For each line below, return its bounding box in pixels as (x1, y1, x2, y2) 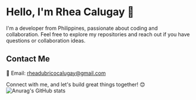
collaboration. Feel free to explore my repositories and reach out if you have (6, 30, 190, 37)
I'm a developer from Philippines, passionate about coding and (6, 25, 158, 32)
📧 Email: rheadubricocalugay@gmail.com (6, 70, 106, 77)
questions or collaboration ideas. (6, 37, 86, 44)
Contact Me (6, 54, 50, 64)
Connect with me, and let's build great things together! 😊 (6, 81, 145, 88)
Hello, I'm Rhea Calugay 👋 (6, 5, 134, 19)
